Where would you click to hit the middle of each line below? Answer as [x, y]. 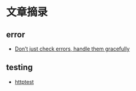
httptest [24, 81]
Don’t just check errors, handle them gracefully [72, 49]
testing [20, 68]
